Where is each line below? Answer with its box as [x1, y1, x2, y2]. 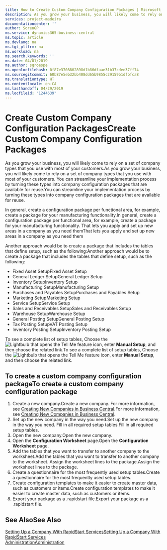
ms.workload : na [5, 49, 39, 54]
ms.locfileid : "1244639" [5, 91, 57, 96]
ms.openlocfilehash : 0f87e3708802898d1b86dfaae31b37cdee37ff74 [5, 68, 139, 73]
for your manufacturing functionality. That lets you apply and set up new [5, 222, 153, 229]
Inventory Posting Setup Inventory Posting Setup [12, 327, 111, 332]
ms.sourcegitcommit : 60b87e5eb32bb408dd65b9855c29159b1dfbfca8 [5, 72, 139, 77]
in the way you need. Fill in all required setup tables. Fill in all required [12, 422, 154, 428]
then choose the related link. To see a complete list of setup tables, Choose [5, 347, 158, 353]
